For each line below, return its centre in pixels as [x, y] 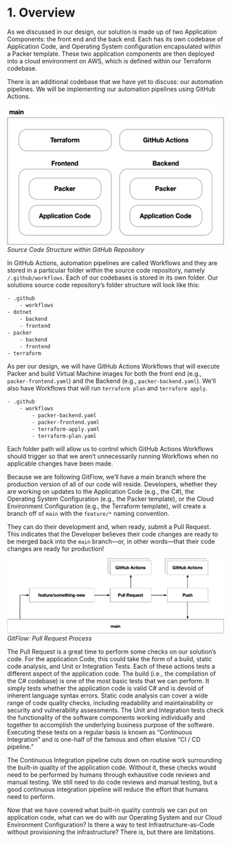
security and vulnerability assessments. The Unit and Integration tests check [115, 710]
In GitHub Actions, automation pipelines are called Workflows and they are [112, 262]
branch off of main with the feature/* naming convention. [88, 513]
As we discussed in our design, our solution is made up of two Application [112, 32]
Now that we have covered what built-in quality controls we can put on [107, 810]
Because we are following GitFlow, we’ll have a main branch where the [107, 477]
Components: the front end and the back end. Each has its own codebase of [115, 39]
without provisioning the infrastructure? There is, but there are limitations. [111, 832]
